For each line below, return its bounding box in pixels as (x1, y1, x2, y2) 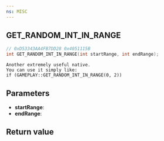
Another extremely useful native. (6, 62, 91, 68)
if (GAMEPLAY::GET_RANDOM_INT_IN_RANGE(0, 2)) (6, 72, 122, 78)
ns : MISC (6, 8, 28, 15)
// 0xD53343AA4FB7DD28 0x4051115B (6, 46, 91, 52)
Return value (6, 127, 54, 137)
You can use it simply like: (6, 67, 78, 73)
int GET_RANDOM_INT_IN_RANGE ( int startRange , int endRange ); (6, 51, 159, 58)
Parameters (6, 88, 50, 98)
